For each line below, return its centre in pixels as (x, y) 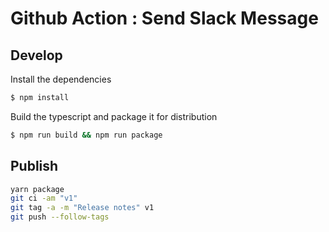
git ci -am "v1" (44, 198)
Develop (36, 55)
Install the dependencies (61, 79)
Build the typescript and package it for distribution (114, 116)
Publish (34, 166)
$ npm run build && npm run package (86, 135)
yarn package (37, 189)
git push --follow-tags (60, 217)
